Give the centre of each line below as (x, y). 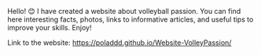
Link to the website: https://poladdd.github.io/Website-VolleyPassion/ (119, 43)
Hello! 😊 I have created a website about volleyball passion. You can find (124, 11)
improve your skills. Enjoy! (50, 27)
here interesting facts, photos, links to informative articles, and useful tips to (130, 19)
